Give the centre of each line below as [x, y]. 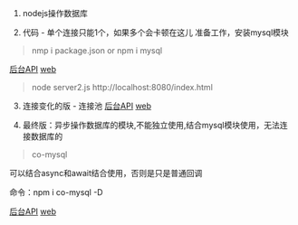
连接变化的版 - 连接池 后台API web [87, 106]
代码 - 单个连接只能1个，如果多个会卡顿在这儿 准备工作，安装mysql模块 [156, 33]
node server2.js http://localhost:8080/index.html [122, 87]
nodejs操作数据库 [55, 13]
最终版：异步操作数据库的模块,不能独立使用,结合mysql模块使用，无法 [151, 125]
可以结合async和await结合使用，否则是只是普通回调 [106, 173]
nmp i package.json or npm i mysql [97, 51]
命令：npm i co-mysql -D [56, 192]
